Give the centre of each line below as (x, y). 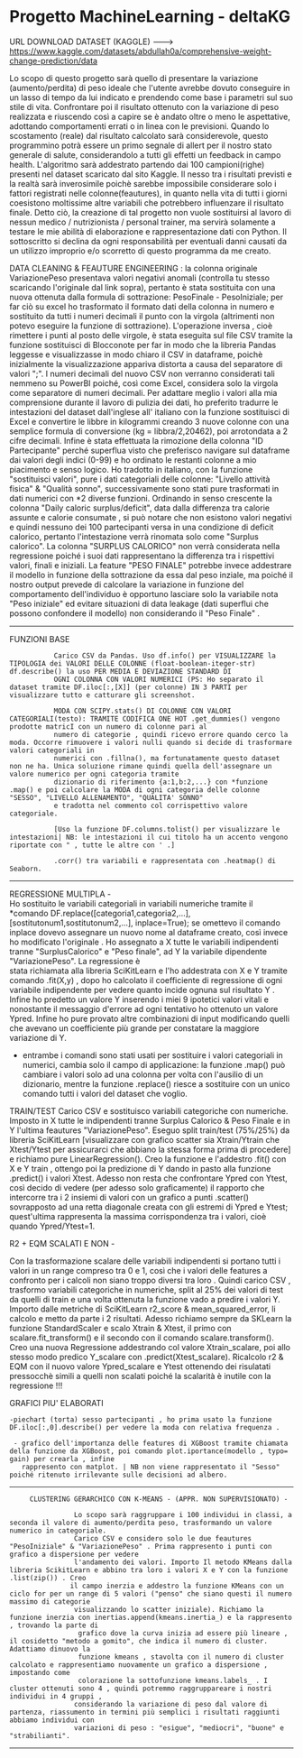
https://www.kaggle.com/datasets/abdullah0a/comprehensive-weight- (141, 51)
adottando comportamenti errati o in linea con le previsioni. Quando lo (139, 126)
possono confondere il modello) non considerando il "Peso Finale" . (134, 613)
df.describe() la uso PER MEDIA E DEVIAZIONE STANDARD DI (120, 671)
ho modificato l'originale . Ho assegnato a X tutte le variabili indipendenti (144, 942)
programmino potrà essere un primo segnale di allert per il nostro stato (141, 145)
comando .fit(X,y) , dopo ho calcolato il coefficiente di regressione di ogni (146, 980)
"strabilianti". (40, 1735)
